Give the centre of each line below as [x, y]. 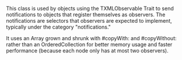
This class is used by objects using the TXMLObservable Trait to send [90, 8]
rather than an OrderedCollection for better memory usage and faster [89, 44]
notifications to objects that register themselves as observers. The [86, 15]
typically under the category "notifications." [58, 27]
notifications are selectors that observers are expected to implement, [89, 21]
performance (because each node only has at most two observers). [87, 51]
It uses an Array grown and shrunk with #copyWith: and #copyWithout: [91, 38]
